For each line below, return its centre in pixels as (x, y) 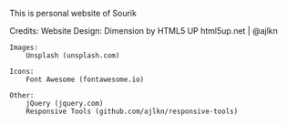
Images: (24, 47)
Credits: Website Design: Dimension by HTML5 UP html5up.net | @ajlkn (143, 31)
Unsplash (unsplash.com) (73, 56)
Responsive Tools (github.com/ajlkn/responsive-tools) (132, 111)
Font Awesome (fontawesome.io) (85, 79)
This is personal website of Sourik (73, 13)
